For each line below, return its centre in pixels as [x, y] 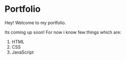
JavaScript [23, 52]
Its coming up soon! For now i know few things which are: [63, 32]
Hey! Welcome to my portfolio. [35, 23]
